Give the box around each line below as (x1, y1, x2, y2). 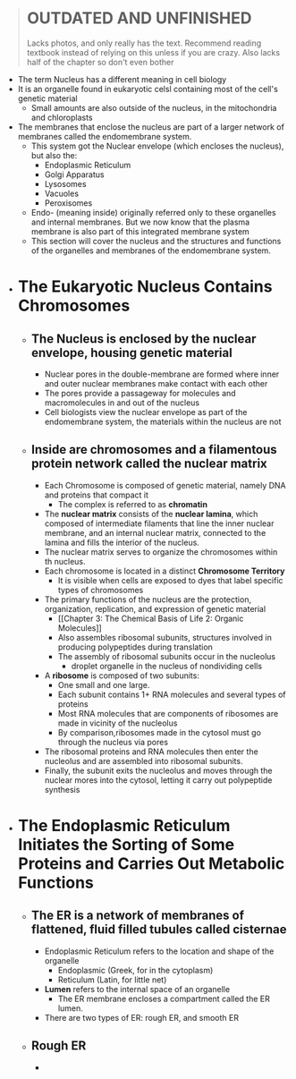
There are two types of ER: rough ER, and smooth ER (44, 1012, 240, 1023)
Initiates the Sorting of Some (17, 834, 235, 854)
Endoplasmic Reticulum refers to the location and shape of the (44, 946, 275, 956)
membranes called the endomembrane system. (17, 131, 192, 141)
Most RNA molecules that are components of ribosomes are (57, 708, 279, 718)
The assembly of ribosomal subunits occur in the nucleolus (57, 650, 275, 661)
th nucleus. (44, 556, 86, 566)
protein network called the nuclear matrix (30, 456, 267, 472)
